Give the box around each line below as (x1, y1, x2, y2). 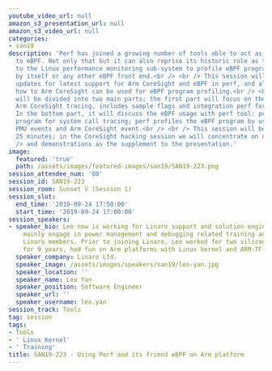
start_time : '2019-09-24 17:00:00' (15, 207, 136, 215)
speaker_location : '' (15, 268, 89, 276)
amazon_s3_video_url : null (8, 27, 100, 35)
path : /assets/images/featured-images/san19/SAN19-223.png (15, 163, 219, 171)
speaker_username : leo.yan (15, 298, 107, 306)
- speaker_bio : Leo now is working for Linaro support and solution (8, 223, 244, 231)
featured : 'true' (15, 155, 74, 163)
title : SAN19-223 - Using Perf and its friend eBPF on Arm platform (8, 351, 244, 359)
